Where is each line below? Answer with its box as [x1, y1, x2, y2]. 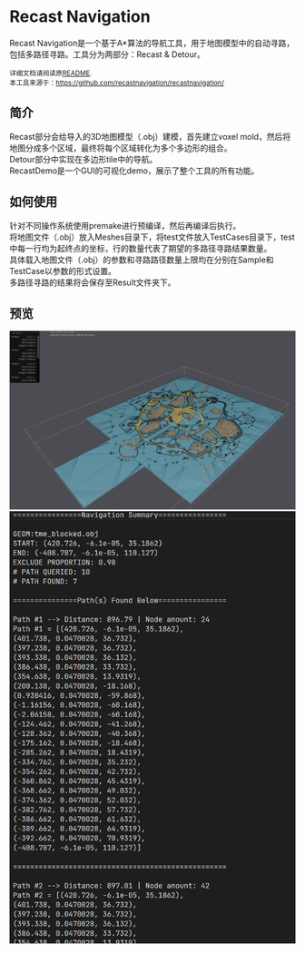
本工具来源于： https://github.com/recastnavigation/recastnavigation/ [9, 78, 224, 87]
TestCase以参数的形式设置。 [9, 265, 116, 276]
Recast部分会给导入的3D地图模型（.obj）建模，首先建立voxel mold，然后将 [9, 131, 291, 142]
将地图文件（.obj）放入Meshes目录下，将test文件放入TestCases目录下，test [9, 231, 295, 242]
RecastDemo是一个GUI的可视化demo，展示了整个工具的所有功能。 [9, 165, 260, 176]
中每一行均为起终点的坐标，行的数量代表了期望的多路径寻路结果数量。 [9, 242, 272, 253]
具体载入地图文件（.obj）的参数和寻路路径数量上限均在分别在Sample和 [9, 254, 274, 265]
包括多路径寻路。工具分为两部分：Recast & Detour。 [9, 48, 206, 60]
